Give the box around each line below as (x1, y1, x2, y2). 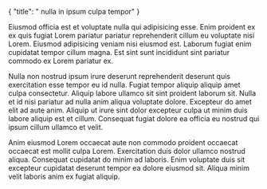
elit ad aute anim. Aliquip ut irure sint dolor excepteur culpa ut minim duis (8, 105, 248, 115)
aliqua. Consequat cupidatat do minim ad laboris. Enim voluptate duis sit (8, 155, 245, 164)
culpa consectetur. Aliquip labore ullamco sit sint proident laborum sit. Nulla (8, 89, 257, 98)
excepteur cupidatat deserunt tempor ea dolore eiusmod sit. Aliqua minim (8, 163, 249, 172)
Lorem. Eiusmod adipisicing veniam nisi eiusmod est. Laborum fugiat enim (8, 39, 252, 49)
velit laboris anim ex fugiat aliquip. (8, 171, 120, 181)
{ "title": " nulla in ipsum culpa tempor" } (8, 7, 140, 16)
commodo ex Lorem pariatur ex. (8, 56, 114, 65)
